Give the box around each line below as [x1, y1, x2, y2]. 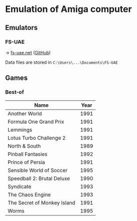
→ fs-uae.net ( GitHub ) [5, 49, 51, 55]
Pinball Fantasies [7, 151, 47, 158]
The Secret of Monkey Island [7, 199, 75, 206]
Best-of [5, 89, 24, 96]
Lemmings [7, 126, 32, 133]
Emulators [5, 23, 38, 32]
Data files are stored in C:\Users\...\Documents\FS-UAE [5, 59, 118, 65]
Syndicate [7, 183, 31, 190]
